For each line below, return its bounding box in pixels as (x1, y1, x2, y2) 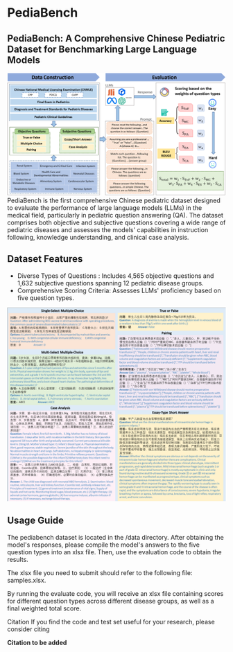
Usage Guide (7, 515, 64, 527)
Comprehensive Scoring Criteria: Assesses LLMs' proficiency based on (17, 286, 221, 294)
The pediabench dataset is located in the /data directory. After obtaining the (7, 533, 224, 541)
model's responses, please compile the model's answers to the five (7, 540, 200, 549)
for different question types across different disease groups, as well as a (7, 597, 214, 605)
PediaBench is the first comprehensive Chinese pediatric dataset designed (7, 196, 221, 204)
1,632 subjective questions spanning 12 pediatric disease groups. (17, 279, 204, 287)
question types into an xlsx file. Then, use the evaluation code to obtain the (7, 547, 222, 556)
